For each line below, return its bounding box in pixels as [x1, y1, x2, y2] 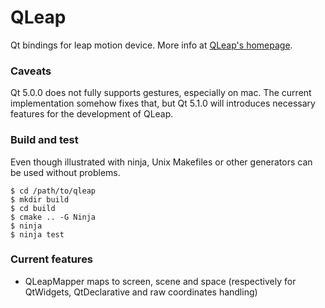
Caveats [10, 64, 52, 78]
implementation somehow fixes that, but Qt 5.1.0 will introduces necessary [10, 97, 316, 110]
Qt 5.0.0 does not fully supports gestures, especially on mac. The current [10, 87, 312, 99]
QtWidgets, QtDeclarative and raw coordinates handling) [24, 286, 258, 298]
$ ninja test [10, 229, 65, 240]
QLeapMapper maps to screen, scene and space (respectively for [24, 275, 297, 287]
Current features [10, 252, 94, 266]
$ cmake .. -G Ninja [10, 212, 97, 222]
